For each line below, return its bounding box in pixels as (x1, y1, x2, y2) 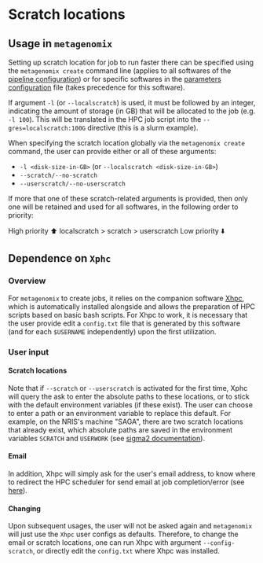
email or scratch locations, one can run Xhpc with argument (8, 538, 202, 547)
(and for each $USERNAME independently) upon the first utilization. (8, 326, 217, 336)
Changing (8, 503, 42, 513)
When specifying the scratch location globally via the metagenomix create (8, 138, 246, 147)
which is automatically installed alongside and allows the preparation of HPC (8, 301, 256, 311)
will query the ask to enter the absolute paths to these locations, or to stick (8, 392, 250, 401)
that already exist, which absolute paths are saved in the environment (8, 425, 233, 434)
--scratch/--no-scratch (19, 171, 98, 179)
